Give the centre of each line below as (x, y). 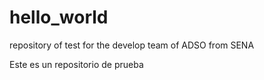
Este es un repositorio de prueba (76, 64)
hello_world (59, 17)
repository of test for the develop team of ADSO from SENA (132, 45)
